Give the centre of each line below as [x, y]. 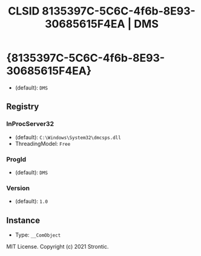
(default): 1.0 [31, 202]
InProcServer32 [30, 124]
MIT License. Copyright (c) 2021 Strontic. [58, 247]
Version [18, 188]
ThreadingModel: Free [43, 143]
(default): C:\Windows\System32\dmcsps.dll [68, 137]
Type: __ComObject [38, 235]
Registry [23, 107]
